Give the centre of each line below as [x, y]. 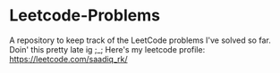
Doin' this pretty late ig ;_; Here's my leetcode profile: [107, 49]
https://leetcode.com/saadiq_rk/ [68, 59]
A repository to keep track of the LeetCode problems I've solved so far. [140, 40]
